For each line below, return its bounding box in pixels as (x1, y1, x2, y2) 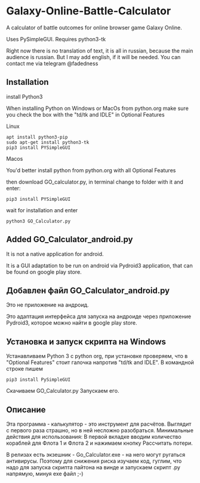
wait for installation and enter (6, 206, 78, 213)
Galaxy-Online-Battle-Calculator (6, 4, 171, 18)
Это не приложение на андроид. (6, 301, 89, 308)
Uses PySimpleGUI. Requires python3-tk (6, 35, 106, 42)
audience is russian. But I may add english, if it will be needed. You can (6, 53, 181, 60)
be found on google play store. (6, 268, 82, 276)
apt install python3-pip (6, 134, 68, 140)
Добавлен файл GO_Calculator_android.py (6, 285, 170, 295)
